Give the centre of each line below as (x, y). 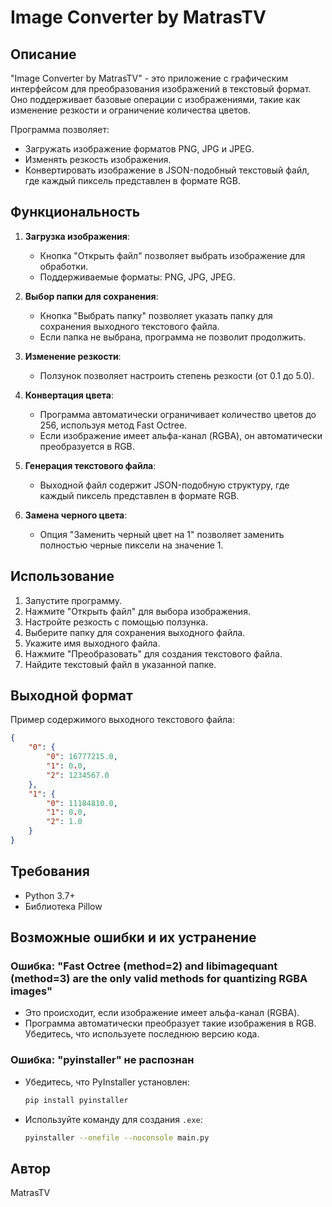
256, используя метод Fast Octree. (113, 425)
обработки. (64, 266)
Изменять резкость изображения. (98, 159)
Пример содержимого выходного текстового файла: (123, 720)
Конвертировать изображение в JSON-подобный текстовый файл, (167, 170)
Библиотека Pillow (63, 906)
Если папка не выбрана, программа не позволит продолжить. (173, 337)
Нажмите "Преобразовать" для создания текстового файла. (153, 653)
